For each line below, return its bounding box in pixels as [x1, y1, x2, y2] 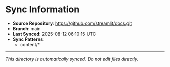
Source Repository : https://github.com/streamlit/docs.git [12, 20, 132, 26]
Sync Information [5, 4, 80, 15]
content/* [20, 41, 40, 47]
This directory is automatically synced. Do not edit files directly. [5, 56, 139, 62]
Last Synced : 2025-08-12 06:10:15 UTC [12, 31, 96, 37]
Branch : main [12, 25, 41, 31]
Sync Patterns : [12, 36, 45, 42]
